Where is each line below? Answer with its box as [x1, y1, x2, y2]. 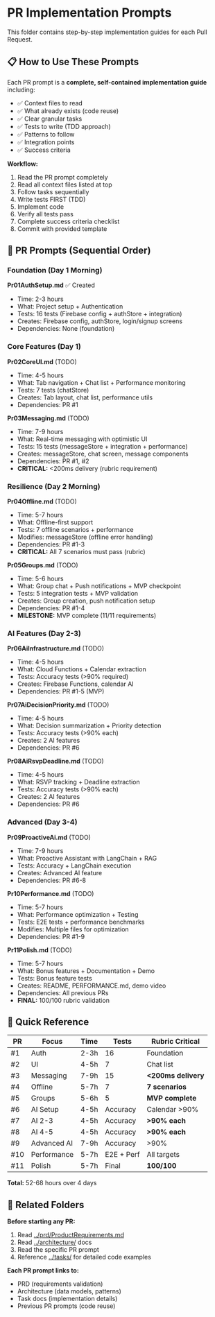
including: [7, 85, 36, 94]
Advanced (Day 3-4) [7, 817, 78, 827]
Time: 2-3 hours [17, 295, 64, 303]
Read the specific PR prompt [17, 1246, 99, 1254]
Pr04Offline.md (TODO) [7, 497, 78, 506]
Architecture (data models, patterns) [17, 1287, 121, 1296]
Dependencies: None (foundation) [17, 325, 115, 333]
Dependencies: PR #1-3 [17, 540, 85, 549]
